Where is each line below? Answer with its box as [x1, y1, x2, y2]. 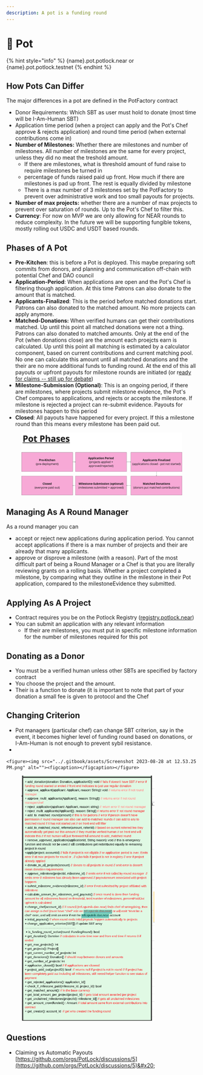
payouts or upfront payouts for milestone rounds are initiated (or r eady [15, 368, 191, 376]
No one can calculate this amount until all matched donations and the [15, 356, 188, 363]
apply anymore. [15, 311, 55, 318]
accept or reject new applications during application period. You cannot [15, 535, 194, 542]
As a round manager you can [6, 523, 79, 530]
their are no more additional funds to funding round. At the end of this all [15, 362, 196, 370]
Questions [6, 1032, 47, 1043]
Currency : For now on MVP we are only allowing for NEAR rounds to [15, 212, 186, 219]
